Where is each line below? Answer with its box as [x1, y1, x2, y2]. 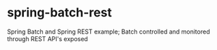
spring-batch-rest [7, 5, 113, 21]
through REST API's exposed [7, 34, 89, 42]
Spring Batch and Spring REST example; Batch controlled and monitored [7, 27, 210, 36]
